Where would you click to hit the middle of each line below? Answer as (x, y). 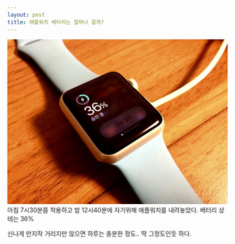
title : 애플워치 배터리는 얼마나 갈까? (56, 22)
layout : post (26, 15)
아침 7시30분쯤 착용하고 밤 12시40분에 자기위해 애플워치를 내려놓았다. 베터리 (112, 210)
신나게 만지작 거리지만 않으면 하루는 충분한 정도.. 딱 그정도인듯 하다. (100, 234)
